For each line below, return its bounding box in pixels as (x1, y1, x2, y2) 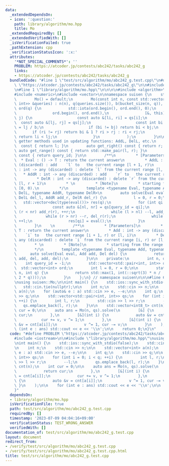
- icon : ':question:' (10, 17, 55, 22)
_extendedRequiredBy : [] (10, 31, 62, 36)
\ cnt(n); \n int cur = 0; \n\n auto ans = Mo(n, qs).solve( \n (14, 364, 158, 369)
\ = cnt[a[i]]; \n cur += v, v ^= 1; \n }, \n (14, 374, 147, 379)
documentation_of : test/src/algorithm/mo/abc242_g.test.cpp (5, 430, 134, 435)
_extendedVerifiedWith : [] (10, 36, 66, 41)
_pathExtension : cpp (10, 45, 53, 50)
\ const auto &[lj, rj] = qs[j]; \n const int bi (14, 120, 163, 125)
